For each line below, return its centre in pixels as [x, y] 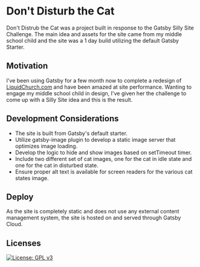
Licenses [24, 243]
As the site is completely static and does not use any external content [93, 212]
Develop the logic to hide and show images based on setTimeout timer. [103, 152]
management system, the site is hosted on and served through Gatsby [94, 218]
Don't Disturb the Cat [60, 11]
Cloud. [15, 224]
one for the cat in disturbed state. [56, 165]
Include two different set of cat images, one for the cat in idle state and [103, 159]
